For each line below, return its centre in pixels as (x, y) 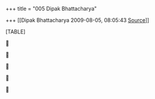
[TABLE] (16, 32)
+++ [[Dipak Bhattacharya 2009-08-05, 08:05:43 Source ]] (77, 20)
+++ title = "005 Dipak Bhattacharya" (51, 9)
